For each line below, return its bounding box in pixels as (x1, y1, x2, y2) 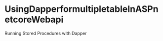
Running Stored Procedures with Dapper (4, 30, 87, 36)
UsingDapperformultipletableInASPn (4, 3, 159, 15)
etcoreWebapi (4, 14, 64, 25)
